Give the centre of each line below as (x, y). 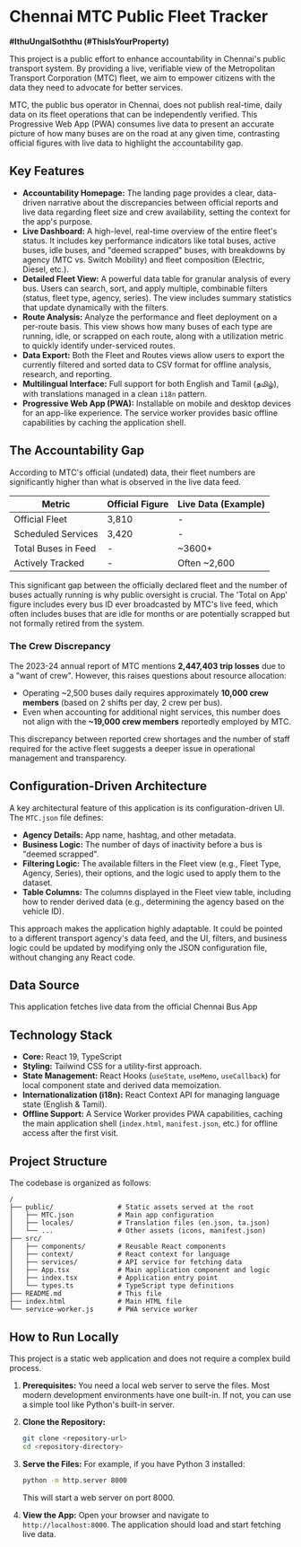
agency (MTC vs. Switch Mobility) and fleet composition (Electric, (143, 259)
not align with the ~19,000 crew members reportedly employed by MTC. (157, 721)
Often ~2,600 (206, 563)
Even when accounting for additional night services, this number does (151, 712)
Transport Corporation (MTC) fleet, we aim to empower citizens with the (142, 77)
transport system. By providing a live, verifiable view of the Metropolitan (142, 68)
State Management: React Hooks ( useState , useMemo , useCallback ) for (151, 1076)
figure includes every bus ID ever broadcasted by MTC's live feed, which (144, 604)
